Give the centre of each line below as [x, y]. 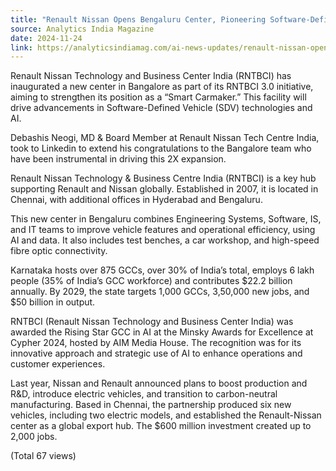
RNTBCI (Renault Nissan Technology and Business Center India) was [152, 322]
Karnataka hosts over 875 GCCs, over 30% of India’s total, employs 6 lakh [162, 270]
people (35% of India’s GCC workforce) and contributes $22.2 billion [151, 281]
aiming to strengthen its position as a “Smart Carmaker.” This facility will [158, 97]
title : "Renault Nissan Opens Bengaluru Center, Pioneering [138, 19]
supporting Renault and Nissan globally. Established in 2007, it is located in [164, 189]
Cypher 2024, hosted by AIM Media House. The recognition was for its [156, 343]
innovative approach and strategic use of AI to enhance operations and [156, 353]
